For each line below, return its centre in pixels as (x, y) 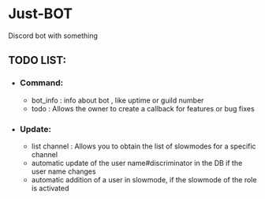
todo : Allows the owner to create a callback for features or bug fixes (143, 108)
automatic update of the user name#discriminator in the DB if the (137, 163)
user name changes (63, 171)
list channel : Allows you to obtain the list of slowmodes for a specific (144, 146)
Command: (41, 83)
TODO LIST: (37, 60)
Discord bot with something (53, 36)
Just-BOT (41, 14)
